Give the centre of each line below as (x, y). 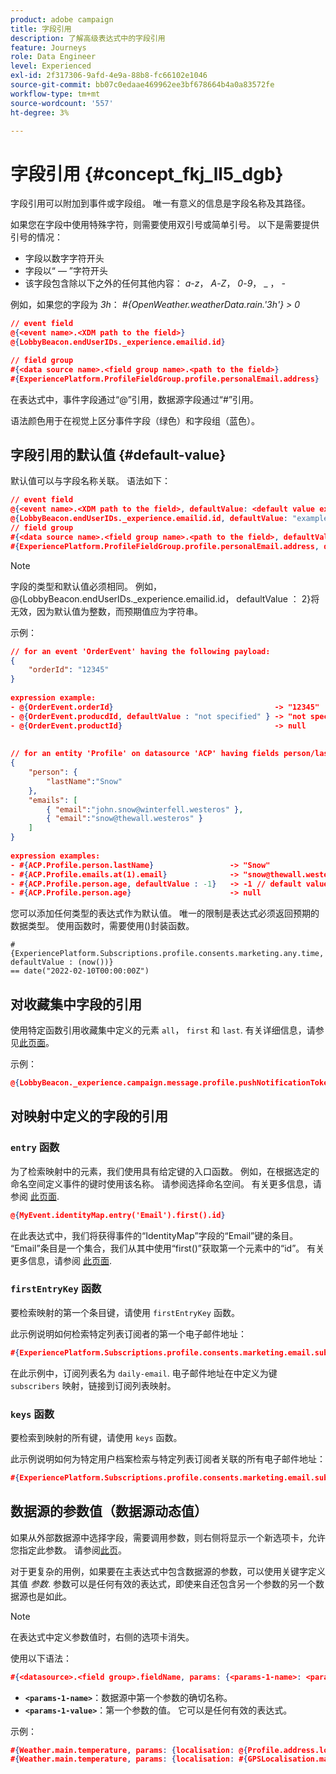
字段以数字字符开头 (64, 258)
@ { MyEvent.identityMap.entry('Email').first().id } (118, 1215)
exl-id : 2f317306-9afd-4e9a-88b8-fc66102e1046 (109, 76)
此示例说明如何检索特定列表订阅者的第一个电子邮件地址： (128, 1333)
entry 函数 (35, 1148)
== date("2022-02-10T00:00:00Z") (80, 971)
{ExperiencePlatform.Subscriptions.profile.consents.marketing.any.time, (167, 954)
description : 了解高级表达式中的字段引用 (88, 38)
